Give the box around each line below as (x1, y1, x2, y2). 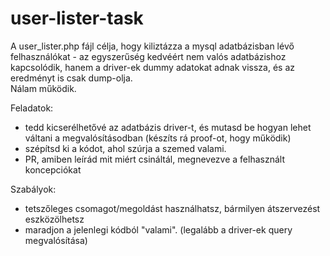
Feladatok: (10, 102, 54, 114)
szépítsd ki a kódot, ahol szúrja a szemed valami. (24, 142, 227, 154)
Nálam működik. (10, 82, 77, 94)
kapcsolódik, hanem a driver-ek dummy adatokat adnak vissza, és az (10, 61, 295, 73)
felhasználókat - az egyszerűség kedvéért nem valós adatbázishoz (10, 50, 287, 62)
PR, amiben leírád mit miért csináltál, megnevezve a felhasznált (24, 153, 285, 165)
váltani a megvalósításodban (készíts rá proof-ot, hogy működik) (24, 132, 292, 144)
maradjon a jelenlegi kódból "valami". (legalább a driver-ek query (24, 223, 293, 236)
